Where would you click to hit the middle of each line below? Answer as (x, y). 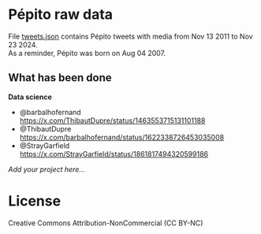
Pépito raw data (60, 15)
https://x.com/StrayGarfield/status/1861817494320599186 (114, 154)
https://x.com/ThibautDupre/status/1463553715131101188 (112, 121)
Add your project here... (47, 169)
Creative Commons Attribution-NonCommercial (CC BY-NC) (106, 223)
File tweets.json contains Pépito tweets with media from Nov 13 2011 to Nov (131, 36)
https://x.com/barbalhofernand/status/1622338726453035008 (122, 137)
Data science (30, 97)
